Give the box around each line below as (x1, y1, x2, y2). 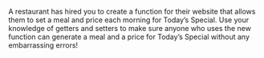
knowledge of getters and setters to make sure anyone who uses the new (8, 24, 251, 33)
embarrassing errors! (8, 41, 79, 50)
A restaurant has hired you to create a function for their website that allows (8, 7, 256, 16)
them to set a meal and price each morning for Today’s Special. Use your (8, 15, 250, 25)
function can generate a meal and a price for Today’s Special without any (8, 32, 250, 41)
